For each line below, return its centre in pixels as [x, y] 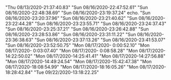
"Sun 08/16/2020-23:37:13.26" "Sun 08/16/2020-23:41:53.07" [100, 40]
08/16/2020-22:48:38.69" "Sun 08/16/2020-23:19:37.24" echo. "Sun [78, 13]
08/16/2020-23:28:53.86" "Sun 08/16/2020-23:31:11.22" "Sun [71, 34]
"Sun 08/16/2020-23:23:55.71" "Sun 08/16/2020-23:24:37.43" [101, 23]
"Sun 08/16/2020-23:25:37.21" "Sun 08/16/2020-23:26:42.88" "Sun [77, 29]
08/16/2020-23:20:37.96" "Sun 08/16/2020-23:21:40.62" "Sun [71, 18]
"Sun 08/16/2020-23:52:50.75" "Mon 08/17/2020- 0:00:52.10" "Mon [78, 45]
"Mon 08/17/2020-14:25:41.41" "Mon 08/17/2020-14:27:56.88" [100, 56]
